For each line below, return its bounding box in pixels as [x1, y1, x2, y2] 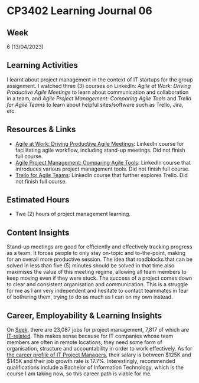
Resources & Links [6, 125, 76, 135]
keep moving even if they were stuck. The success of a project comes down [6, 274, 193, 281]
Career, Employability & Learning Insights [6, 310, 162, 320]
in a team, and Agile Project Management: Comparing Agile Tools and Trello [6, 94, 191, 102]
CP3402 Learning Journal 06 [6, 4, 152, 18]
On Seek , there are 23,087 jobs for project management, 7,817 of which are [6, 326, 190, 333]
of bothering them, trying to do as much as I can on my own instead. [6, 293, 173, 300]
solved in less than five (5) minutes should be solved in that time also [6, 262, 175, 269]
